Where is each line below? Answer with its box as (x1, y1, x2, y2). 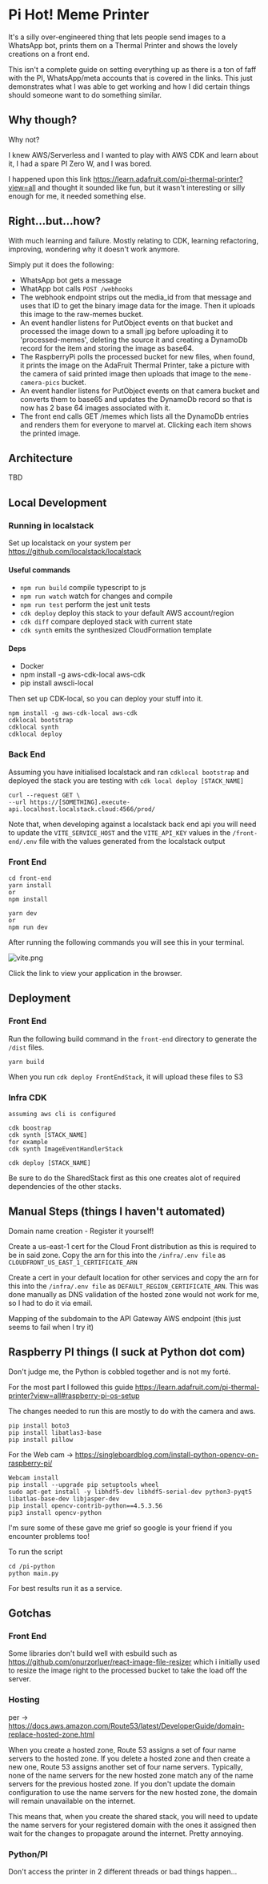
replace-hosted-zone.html (8, 1729, 95, 1739)
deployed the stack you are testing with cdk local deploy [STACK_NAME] (8, 775, 244, 785)
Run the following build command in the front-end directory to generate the (8, 1034, 258, 1043)
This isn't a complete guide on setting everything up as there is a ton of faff (8, 64, 257, 74)
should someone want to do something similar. (8, 90, 162, 99)
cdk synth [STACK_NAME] (8, 1131, 88, 1139)
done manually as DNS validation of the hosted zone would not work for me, (8, 1289, 260, 1299)
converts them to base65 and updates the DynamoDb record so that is (19, 394, 253, 404)
